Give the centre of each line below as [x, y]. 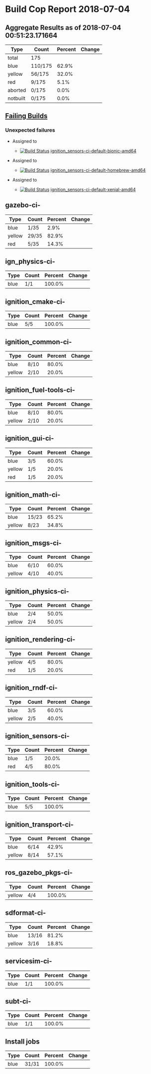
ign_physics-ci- [30, 261]
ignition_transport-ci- [39, 824]
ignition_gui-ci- [30, 438]
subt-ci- [18, 1001]
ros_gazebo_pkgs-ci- [39, 873]
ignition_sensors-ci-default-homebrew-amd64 [98, 170]
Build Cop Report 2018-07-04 [68, 9]
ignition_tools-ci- [33, 784]
